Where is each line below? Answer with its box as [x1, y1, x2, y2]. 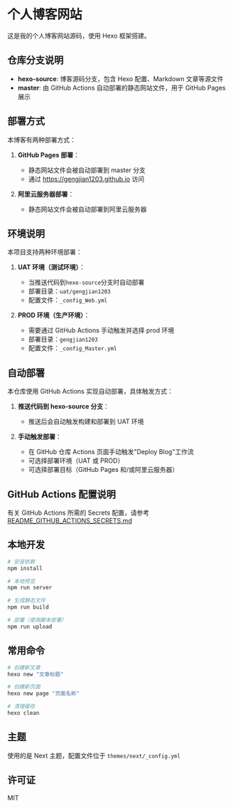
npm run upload [7, 623, 53, 630]
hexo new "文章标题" [7, 671, 64, 678]
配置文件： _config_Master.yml [28, 344, 117, 352]
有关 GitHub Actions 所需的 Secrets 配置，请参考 [7, 508, 150, 517]
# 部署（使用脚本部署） [7, 617, 67, 624]
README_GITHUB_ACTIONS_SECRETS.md [7, 517, 133, 525]
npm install [7, 565, 43, 572]
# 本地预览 [7, 577, 36, 584]
